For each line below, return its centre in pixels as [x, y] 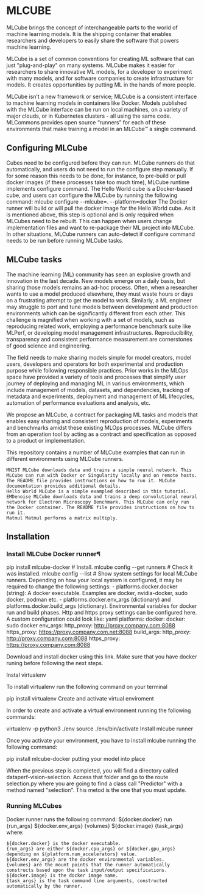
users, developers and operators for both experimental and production [95, 364]
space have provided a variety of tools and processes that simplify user [96, 377]
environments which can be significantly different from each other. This [96, 313]
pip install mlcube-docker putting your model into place [76, 759]
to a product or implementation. [46, 440]
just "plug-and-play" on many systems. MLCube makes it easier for [91, 65]
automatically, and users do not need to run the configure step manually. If [100, 169]
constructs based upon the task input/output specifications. [87, 870]
